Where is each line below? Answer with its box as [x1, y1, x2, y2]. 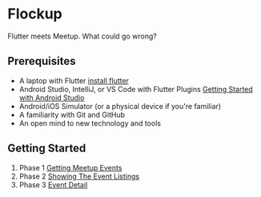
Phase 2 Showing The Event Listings [18, 171, 140, 181]
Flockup [7, 5, 62, 23]
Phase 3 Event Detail [18, 179, 88, 189]
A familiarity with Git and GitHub [18, 110, 126, 119]
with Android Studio [18, 93, 85, 103]
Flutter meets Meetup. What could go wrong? [7, 31, 157, 41]
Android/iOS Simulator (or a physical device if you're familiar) [18, 101, 222, 111]
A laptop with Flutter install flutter [18, 75, 130, 85]
